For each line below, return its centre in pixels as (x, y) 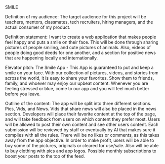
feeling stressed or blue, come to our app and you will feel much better (77, 88)
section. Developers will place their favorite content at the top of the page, (81, 114)
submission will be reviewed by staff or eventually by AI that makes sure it (80, 130)
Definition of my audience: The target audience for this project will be (76, 17)
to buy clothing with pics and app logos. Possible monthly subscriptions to (81, 151)
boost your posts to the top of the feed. (45, 156)
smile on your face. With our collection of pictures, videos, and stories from (82, 73)
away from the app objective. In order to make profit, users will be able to (80, 140)
